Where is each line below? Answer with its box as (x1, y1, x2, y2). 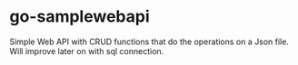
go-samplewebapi (9, 6, 150, 27)
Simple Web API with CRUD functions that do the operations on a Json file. (9, 36, 289, 47)
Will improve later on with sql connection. (9, 45, 164, 56)
